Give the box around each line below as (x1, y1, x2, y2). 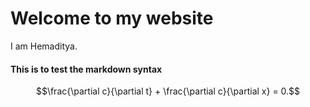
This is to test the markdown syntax (10, 63, 163, 75)
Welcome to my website (10, 7, 214, 30)
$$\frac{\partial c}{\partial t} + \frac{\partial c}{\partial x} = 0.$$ (35, 85, 301, 97)
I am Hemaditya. (10, 40, 78, 52)
